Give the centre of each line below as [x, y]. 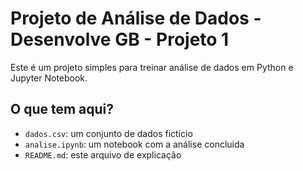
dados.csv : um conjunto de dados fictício [108, 133]
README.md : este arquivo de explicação [103, 154]
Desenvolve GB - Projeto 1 [120, 39]
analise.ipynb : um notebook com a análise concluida [134, 144]
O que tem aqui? [62, 109]
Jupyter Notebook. [49, 78]
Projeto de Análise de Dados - [136, 18]
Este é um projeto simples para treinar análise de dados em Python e [152, 67]
